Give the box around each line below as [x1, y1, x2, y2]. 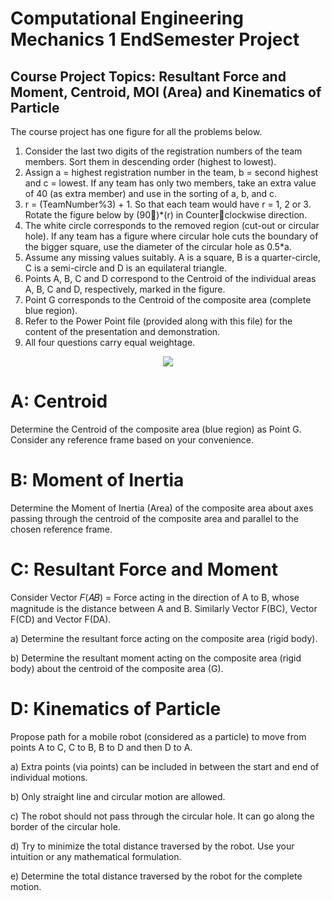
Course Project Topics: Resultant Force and [10, 68, 287, 85]
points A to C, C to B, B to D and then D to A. [10, 741, 193, 753]
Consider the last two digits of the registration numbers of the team [24, 145, 303, 157]
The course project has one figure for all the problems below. [10, 126, 263, 137]
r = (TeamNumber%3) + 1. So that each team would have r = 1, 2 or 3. [24, 198, 312, 210]
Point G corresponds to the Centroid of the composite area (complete [24, 294, 312, 306]
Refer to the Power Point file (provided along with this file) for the [24, 315, 293, 327]
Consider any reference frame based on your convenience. [10, 433, 254, 446]
